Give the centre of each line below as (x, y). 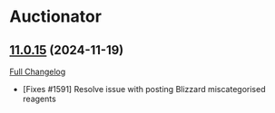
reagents (39, 99)
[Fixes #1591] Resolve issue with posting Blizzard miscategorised (144, 89)
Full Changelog (38, 71)
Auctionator (56, 17)
